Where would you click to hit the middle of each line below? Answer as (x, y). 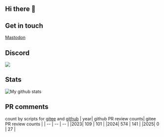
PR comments (27, 107)
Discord (17, 53)
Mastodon (15, 38)
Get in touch (24, 26)
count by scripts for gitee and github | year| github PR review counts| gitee (81, 118)
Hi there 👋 (20, 9)
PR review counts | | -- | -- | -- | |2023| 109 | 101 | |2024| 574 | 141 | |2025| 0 (82, 124)
